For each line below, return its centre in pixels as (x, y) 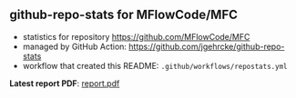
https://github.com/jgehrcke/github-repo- (207, 46)
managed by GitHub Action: (75, 46)
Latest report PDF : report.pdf (65, 83)
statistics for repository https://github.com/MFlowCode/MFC (136, 36)
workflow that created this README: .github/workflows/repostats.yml (155, 65)
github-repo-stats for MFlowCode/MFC (124, 15)
